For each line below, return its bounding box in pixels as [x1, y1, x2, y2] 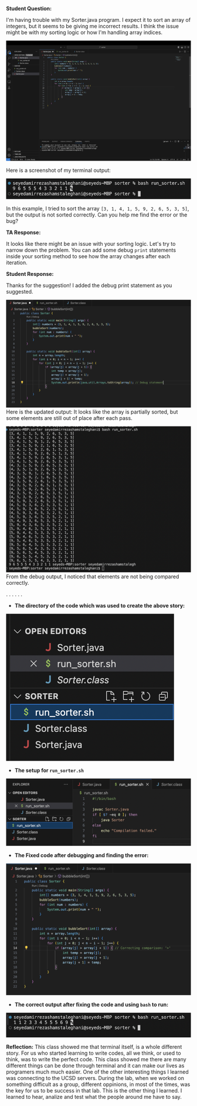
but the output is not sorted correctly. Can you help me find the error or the [6, 211, 188, 218]
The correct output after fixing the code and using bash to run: [14, 1001, 169, 1008]
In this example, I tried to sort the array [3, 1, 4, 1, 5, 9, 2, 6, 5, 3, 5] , [6, 205, 189, 212]
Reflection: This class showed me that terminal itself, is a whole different [6, 1043, 182, 1050]
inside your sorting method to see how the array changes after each [6, 252, 171, 259]
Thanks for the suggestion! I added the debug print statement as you [6, 282, 172, 289]
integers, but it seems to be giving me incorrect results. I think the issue [6, 23, 179, 29]
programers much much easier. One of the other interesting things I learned [6, 1068, 189, 1075]
